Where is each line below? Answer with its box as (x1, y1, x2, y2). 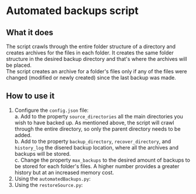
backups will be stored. (14, 150, 71, 157)
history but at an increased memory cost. (14, 169, 114, 176)
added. (14, 131, 32, 138)
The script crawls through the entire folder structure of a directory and (6, 43, 176, 50)
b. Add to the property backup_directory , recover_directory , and (14, 138, 171, 145)
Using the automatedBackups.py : (14, 175, 91, 182)
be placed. (6, 62, 32, 69)
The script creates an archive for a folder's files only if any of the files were (6, 68, 187, 74)
